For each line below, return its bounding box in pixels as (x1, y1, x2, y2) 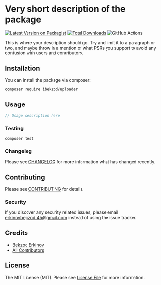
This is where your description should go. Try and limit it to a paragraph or (5, 39, 156, 45)
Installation (5, 64, 40, 73)
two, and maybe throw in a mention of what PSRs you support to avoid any (5, 45, 156, 51)
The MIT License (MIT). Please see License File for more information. (5, 274, 145, 280)
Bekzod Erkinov (12, 242, 44, 248)
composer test (5, 136, 34, 141)
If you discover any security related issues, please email (5, 209, 119, 215)
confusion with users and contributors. (5, 50, 83, 56)
